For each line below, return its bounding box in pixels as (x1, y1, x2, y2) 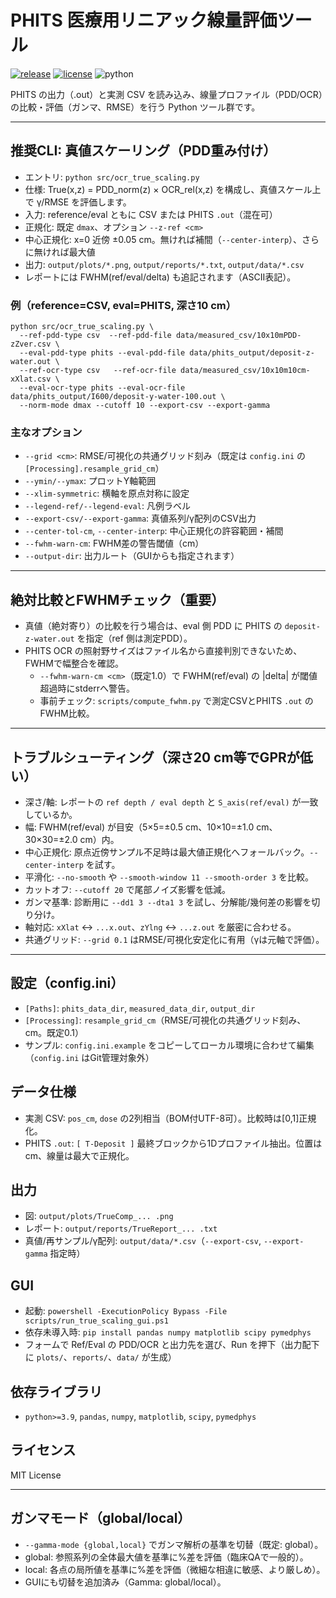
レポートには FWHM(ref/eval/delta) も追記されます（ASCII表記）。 (24, 271, 297, 283)
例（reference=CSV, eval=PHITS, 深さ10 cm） (10, 298, 237, 312)
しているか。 (24, 808, 78, 820)
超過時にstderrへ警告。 (39, 682, 135, 695)
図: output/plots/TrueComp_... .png (24, 1210, 174, 1222)
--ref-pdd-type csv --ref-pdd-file (19, 331, 172, 341)
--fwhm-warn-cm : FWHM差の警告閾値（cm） (24, 537, 205, 550)
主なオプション (10, 425, 83, 439)
